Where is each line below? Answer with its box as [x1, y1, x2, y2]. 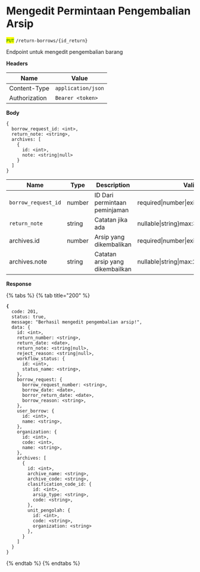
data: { [11, 324, 31, 330]
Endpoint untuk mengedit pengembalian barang [6, 48, 123, 55]
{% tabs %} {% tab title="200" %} [6, 292, 90, 299]
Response [6, 280, 32, 287]
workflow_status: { [17, 356, 65, 362]
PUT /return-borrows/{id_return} [6, 38, 88, 44]
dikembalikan [94, 240, 132, 249]
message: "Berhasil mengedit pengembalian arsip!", [11, 319, 143, 325]
